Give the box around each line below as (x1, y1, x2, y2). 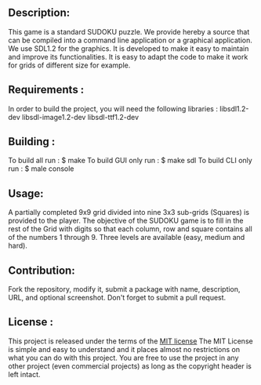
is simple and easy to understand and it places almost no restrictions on (8, 344, 241, 354)
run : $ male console (8, 164, 74, 173)
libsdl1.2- (219, 104, 249, 113)
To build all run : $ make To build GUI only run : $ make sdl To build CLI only (8, 156, 252, 165)
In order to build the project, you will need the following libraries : (8, 104, 218, 113)
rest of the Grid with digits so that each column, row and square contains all (8, 224, 252, 234)
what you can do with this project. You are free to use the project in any (8, 353, 239, 362)
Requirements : (8, 83, 85, 96)
